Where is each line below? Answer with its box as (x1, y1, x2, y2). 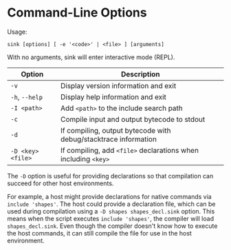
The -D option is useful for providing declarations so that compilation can (7, 171, 214, 180)
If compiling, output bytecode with (60, 125, 171, 135)
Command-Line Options (7, 5, 147, 21)
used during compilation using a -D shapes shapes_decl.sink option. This (7, 207, 215, 215)
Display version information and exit (60, 81, 177, 90)
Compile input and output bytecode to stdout (60, 114, 206, 124)
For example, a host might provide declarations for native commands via (7, 192, 212, 200)
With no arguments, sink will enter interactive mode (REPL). (7, 53, 175, 61)
